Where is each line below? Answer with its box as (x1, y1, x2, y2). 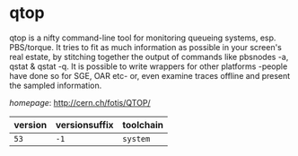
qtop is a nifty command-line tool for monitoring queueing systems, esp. (9, 32, 276, 43)
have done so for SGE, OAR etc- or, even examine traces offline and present (9, 70, 291, 81)
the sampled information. (9, 80, 102, 91)
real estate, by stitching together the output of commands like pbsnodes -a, (9, 51, 289, 62)
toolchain (122, 118, 164, 131)
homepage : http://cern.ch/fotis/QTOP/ (9, 97, 151, 108)
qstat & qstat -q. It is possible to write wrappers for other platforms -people (9, 61, 288, 72)
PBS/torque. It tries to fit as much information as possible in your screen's (9, 41, 283, 52)
